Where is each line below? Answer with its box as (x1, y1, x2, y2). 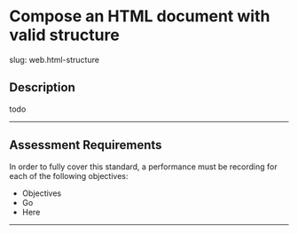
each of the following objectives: (9, 170, 129, 181)
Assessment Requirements (9, 137, 162, 152)
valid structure (9, 25, 120, 45)
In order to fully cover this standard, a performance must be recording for (9, 161, 278, 172)
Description (9, 80, 75, 95)
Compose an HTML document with (9, 6, 271, 27)
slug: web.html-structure (9, 54, 100, 65)
